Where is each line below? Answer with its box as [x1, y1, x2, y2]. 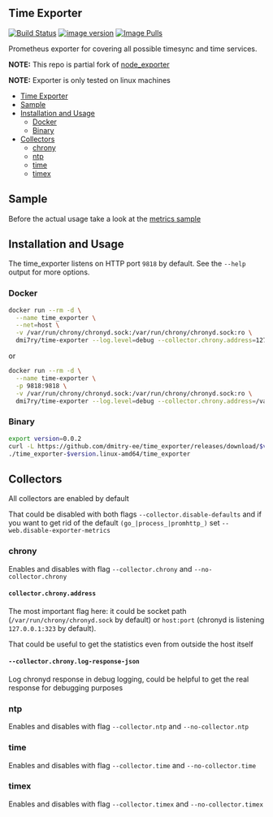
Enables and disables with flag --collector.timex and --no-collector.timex [8, 799, 264, 809]
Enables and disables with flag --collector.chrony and [8, 564, 193, 573]
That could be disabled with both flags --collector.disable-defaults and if [8, 509, 262, 519]
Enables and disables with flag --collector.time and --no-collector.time [8, 760, 257, 770]
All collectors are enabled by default [8, 494, 130, 504]
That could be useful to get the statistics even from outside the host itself [8, 639, 253, 649]
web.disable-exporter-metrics [8, 527, 111, 535]
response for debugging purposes [8, 682, 123, 693]
